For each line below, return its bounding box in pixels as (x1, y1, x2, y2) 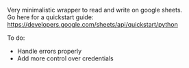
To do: (7, 34, 25, 42)
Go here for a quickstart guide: (7, 13, 94, 21)
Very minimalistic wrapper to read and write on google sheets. (7, 6, 183, 14)
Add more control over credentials (16, 54, 114, 63)
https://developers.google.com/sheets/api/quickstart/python (7, 21, 178, 28)
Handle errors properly (16, 47, 82, 55)
